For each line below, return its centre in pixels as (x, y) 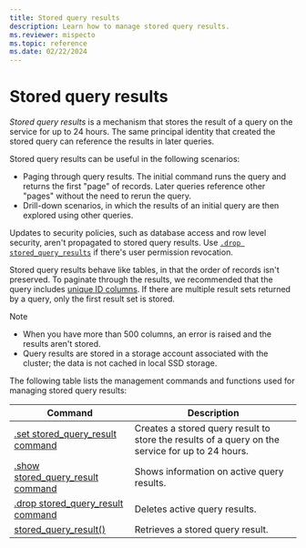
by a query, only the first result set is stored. (92, 299)
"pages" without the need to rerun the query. (107, 196)
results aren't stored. (62, 344)
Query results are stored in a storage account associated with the (145, 354)
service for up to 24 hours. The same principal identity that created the (143, 132)
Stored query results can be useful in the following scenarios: (125, 159)
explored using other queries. (78, 216)
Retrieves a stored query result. (201, 530)
